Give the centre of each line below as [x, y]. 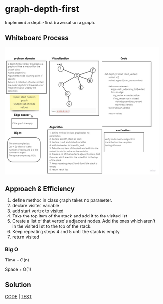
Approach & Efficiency [40, 188]
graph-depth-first [42, 9]
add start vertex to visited [38, 211]
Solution [18, 285]
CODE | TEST [19, 297]
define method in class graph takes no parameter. [62, 200]
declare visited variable [36, 205]
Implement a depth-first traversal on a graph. [50, 22]
